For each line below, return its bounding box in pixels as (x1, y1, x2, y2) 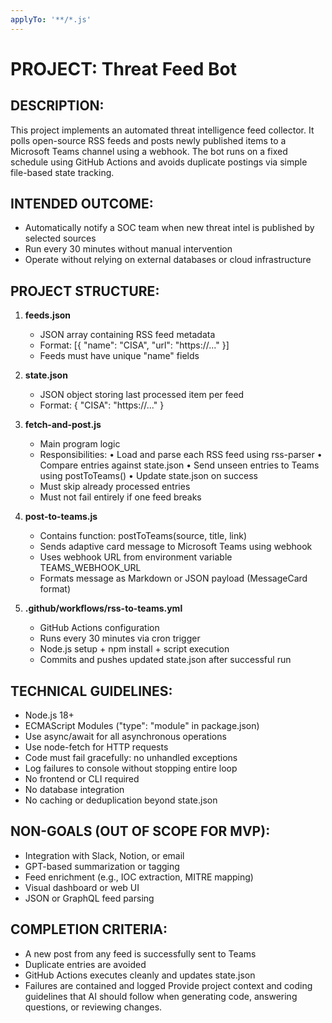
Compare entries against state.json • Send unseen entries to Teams (39, 459, 320, 471)
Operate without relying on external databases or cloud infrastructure (24, 254, 312, 266)
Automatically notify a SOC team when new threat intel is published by (24, 222, 315, 234)
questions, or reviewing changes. (24, 1001, 163, 1013)
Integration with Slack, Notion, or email (24, 849, 185, 861)
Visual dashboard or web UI (24, 881, 140, 893)
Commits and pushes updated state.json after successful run (39, 654, 292, 666)
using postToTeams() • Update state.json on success (39, 470, 258, 482)
